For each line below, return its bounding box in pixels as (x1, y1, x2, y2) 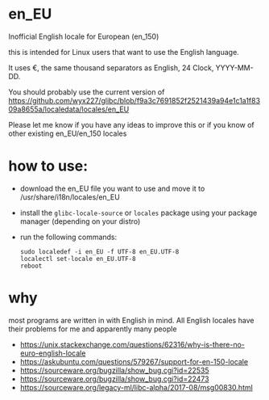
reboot (19, 262, 43, 270)
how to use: (8, 157, 89, 175)
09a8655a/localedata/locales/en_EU (8, 104, 130, 114)
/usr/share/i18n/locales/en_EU (19, 192, 121, 202)
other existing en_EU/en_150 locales (8, 128, 127, 138)
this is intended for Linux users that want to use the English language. (8, 47, 239, 57)
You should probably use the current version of (8, 86, 165, 97)
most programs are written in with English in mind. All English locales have (8, 315, 255, 325)
